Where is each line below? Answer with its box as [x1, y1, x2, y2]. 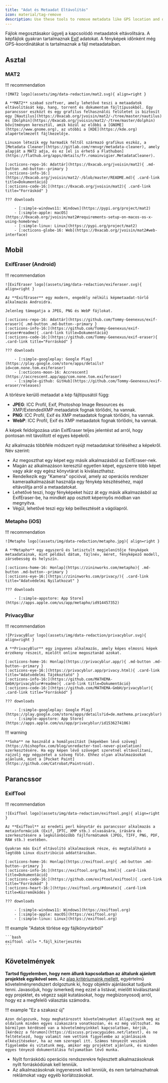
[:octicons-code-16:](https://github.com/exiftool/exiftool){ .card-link [5, 877, 162, 882]
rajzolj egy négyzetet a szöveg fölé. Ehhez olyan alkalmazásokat [5, 752, 146, 757]
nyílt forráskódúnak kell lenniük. [12, 1061, 78, 1067]
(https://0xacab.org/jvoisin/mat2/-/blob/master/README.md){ [5, 175, 135, 181]
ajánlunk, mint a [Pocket [5, 757, 59, 762]
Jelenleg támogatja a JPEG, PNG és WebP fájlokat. [5, 308, 113, 314]
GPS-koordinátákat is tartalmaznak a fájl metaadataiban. [5, 41, 121, 47]
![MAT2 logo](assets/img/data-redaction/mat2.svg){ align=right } [5, 92, 146, 97]
